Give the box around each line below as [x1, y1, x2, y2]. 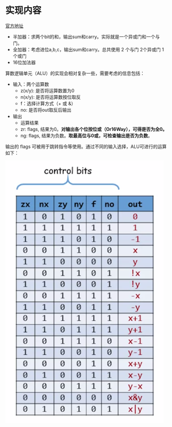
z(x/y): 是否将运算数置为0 [20, 87, 74, 94]
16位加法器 [12, 59, 36, 65]
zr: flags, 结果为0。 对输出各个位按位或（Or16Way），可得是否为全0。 [20, 126, 167, 132]
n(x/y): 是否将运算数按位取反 [20, 94, 81, 100]
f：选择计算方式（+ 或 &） [20, 100, 76, 106]
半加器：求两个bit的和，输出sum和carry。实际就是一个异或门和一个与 [12, 33, 160, 40]
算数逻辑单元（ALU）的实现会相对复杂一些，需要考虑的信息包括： [5, 70, 145, 76]
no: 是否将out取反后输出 [20, 106, 72, 113]
